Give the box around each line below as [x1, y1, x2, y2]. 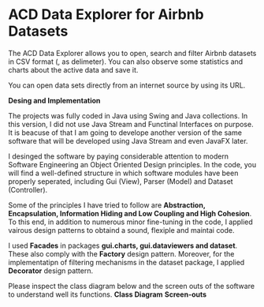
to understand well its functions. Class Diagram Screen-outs [8, 290, 207, 299]
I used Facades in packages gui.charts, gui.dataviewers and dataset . [8, 241, 238, 250]
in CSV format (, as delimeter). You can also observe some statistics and [8, 57, 244, 66]
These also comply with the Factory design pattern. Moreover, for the [8, 249, 235, 258]
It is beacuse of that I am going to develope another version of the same [8, 128, 243, 137]
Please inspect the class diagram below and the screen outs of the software [8, 281, 255, 290]
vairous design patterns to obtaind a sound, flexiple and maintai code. [8, 225, 235, 234]
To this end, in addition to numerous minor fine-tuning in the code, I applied [8, 217, 254, 227]
